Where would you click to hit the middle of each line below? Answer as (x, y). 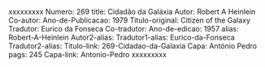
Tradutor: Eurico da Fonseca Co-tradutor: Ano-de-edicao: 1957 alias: (124, 29)
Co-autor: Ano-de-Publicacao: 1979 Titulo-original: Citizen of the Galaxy (129, 20)
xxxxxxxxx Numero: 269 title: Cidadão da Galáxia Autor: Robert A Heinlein (132, 12)
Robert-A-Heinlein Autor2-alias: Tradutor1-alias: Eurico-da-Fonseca (122, 37)
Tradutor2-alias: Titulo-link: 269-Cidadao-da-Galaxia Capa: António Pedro (133, 46)
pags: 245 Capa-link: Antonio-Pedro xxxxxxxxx (87, 54)
